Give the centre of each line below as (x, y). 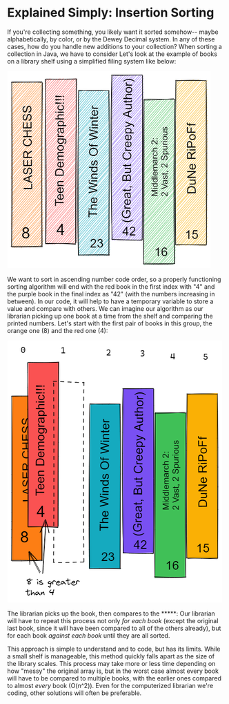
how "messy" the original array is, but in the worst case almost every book (113, 671)
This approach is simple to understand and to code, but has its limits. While (114, 649)
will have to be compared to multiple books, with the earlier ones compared (114, 678)
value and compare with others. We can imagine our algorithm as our (105, 308)
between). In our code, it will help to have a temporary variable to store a (110, 301)
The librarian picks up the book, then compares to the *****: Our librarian (111, 613)
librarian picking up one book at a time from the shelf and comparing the (110, 316)
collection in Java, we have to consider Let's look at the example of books (112, 54)
